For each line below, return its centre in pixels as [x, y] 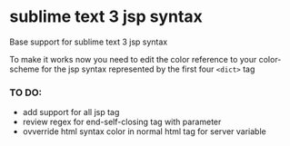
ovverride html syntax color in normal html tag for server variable [144, 131]
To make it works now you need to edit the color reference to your [133, 59]
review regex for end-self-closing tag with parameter [122, 122]
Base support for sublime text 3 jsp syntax [89, 42]
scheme [25, 69]
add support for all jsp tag [71, 112]
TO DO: [26, 92]
